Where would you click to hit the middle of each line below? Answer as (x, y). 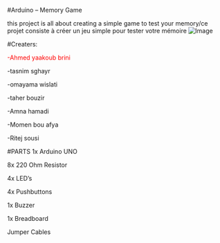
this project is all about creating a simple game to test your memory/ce (108, 23)
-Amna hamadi (28, 111)
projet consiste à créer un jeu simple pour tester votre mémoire (97, 31)
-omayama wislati (32, 84)
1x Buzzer (21, 205)
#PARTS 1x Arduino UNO (42, 151)
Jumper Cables (29, 232)
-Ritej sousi (23, 138)
